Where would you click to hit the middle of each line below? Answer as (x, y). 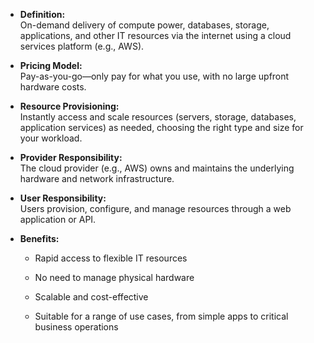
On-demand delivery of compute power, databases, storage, (144, 25)
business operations (76, 327)
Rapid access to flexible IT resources (111, 258)
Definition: (42, 14)
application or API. (58, 219)
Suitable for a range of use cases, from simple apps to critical (161, 316)
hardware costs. (53, 87)
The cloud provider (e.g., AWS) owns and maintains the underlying (157, 168)
